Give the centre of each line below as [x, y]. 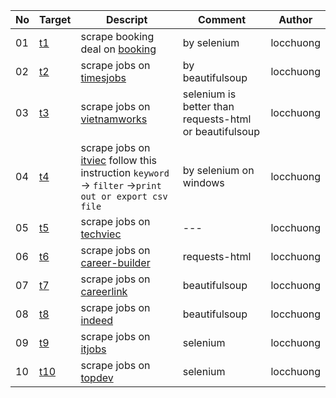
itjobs [93, 349]
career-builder [115, 262]
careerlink [104, 291]
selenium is [209, 94]
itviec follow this [119, 160]
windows [203, 182]
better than [208, 106]
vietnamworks [114, 119]
